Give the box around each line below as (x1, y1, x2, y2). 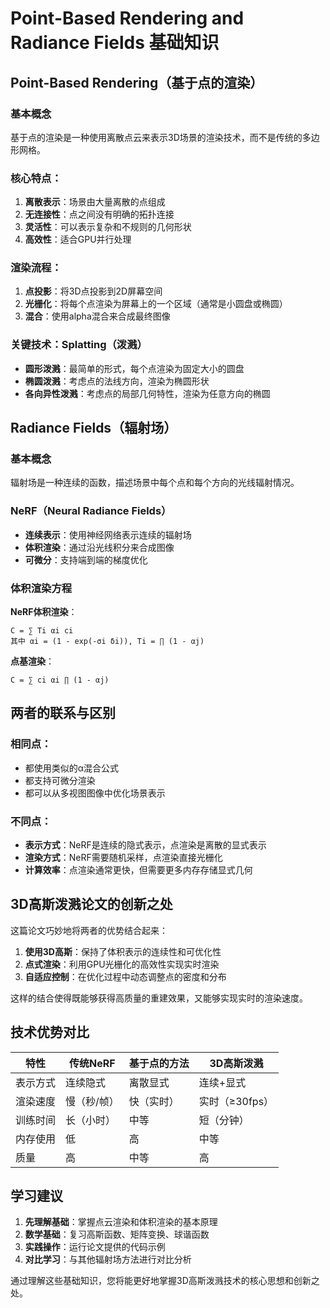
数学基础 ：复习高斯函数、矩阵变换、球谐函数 (24, 1228, 210, 1241)
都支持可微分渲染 (24, 774, 96, 786)
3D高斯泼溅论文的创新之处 (10, 896, 173, 913)
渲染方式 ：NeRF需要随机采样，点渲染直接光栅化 (24, 852, 223, 864)
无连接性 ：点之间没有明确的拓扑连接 (24, 208, 175, 221)
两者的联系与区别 (10, 705, 116, 722)
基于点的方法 (128, 1056, 190, 1070)
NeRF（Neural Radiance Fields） (10, 504, 172, 518)
